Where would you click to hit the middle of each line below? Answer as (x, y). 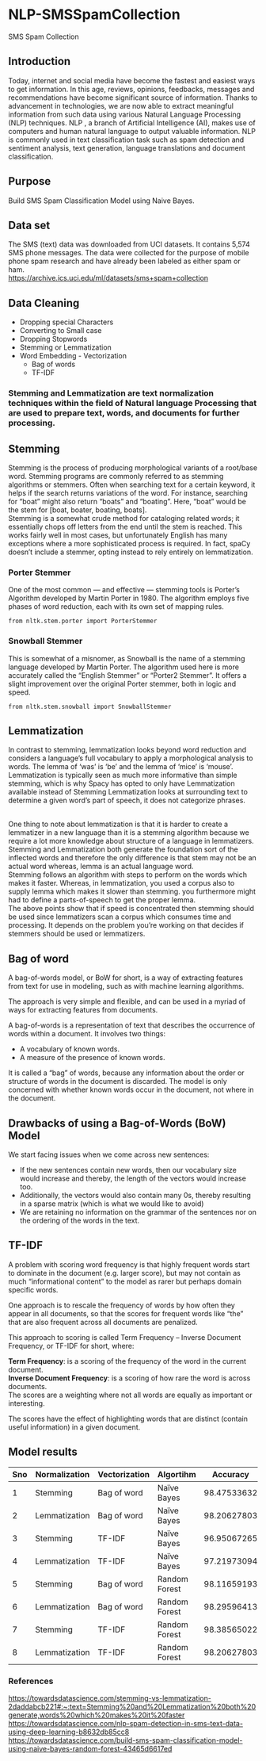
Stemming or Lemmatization (66, 347)
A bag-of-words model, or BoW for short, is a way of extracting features (126, 978)
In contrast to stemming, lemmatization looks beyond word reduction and (127, 750)
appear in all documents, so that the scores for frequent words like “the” (126, 1313)
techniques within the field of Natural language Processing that (133, 404)
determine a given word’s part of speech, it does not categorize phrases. (127, 800)
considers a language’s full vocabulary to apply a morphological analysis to (131, 758)
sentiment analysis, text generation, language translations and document (127, 147)
